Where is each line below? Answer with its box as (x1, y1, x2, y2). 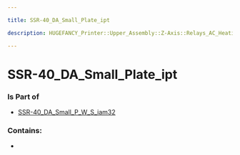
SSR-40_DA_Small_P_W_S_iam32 (17, 107, 116, 116)
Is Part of (7, 92, 39, 102)
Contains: (7, 125, 43, 135)
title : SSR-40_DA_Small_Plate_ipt (7, 16, 111, 23)
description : (7, 29, 46, 36)
